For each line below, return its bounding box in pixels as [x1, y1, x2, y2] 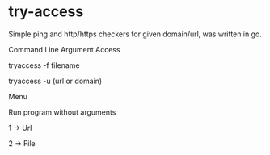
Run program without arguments [8, 107, 116, 117]
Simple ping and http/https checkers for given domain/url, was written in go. [8, 29, 263, 39]
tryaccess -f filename [8, 60, 80, 70]
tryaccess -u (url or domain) [8, 76, 103, 86]
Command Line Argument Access [8, 44, 120, 54]
